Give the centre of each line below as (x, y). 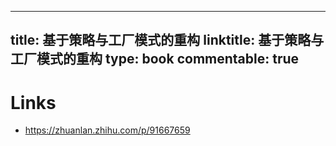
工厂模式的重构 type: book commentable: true (155, 59)
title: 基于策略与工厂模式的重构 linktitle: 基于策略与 (167, 40)
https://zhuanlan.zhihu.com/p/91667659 (107, 130)
